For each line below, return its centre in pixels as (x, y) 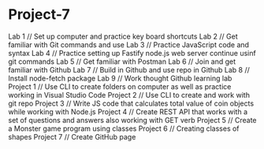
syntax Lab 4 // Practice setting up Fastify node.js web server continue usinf (132, 53)
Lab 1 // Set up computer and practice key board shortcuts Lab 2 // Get (123, 36)
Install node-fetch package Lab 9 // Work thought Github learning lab (120, 78)
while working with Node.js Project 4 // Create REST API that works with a (128, 111)
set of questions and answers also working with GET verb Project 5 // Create (132, 120)
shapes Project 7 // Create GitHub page (72, 136)
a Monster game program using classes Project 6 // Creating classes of (124, 129)
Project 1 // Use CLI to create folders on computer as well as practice (120, 86)
